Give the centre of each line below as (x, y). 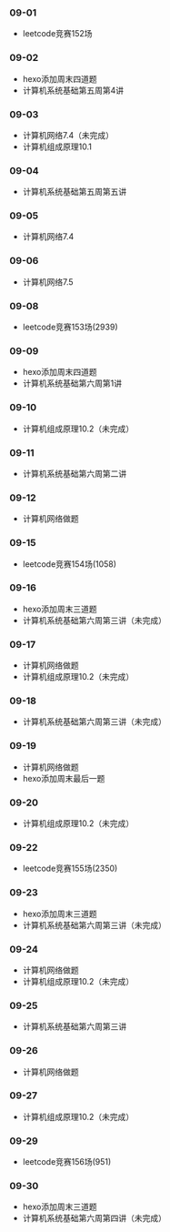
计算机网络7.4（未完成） (68, 135)
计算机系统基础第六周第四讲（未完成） (94, 1218)
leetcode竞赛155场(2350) (70, 868)
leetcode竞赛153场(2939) (70, 327)
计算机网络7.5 (48, 282)
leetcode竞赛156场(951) (67, 1162)
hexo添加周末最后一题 (64, 778)
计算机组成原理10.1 (57, 146)
